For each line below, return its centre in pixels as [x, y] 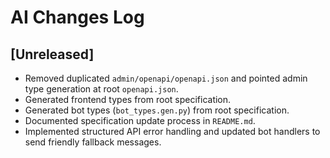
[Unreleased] [52, 54]
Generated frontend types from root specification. [128, 99]
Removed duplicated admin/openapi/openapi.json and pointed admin [166, 78]
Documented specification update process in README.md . [140, 120]
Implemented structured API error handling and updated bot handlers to [172, 131]
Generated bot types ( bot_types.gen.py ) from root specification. [157, 110]
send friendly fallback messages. [93, 142]
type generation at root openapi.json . [101, 89]
